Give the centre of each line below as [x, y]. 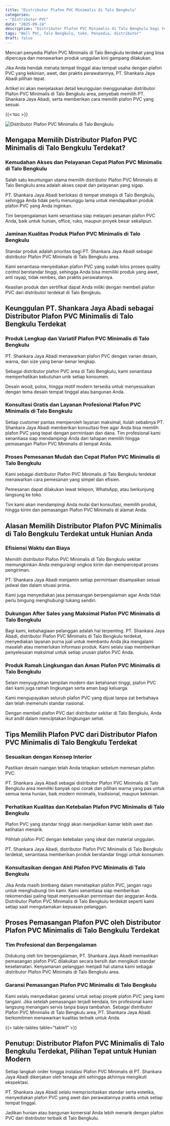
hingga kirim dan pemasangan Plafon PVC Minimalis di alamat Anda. [76, 510]
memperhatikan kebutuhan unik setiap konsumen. [57, 376]
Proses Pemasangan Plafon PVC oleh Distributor [83, 923]
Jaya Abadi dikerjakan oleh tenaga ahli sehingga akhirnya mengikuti [76, 1077]
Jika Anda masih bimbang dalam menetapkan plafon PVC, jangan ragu [79, 885]
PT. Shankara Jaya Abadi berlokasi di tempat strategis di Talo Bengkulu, [80, 195]
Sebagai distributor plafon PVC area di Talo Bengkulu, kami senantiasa [79, 371]
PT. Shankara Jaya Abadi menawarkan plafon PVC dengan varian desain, [81, 356]
